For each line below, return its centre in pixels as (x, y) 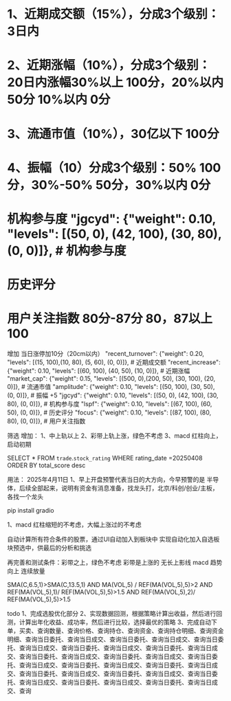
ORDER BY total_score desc (46, 465)
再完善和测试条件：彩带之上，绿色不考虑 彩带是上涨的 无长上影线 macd (108, 563)
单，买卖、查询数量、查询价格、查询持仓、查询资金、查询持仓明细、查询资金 (115, 631)
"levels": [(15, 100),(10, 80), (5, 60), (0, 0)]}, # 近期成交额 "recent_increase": (114, 362)
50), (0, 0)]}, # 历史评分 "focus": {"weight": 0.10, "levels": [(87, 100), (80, (109, 412)
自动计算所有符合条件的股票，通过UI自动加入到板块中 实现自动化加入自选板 (113, 539)
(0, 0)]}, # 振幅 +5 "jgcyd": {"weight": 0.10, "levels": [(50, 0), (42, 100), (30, (113, 395)
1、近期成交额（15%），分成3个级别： (113, 14)
